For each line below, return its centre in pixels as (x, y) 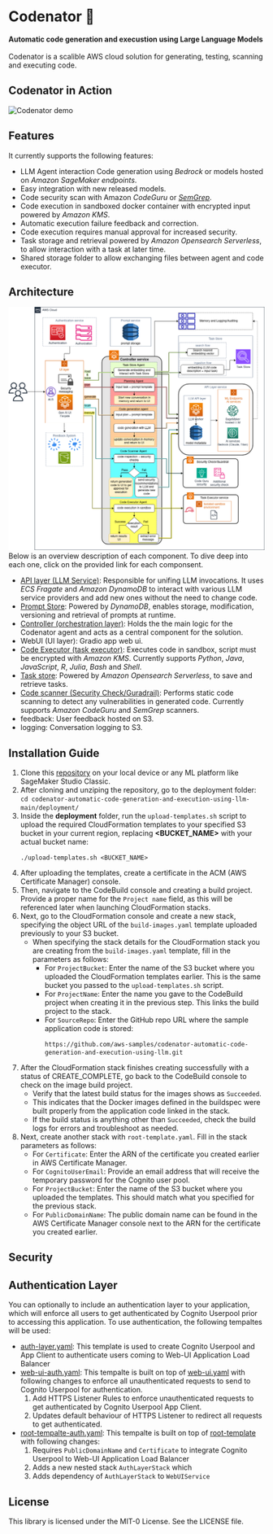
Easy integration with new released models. (93, 188)
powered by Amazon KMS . (65, 214)
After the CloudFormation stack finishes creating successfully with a (134, 1068)
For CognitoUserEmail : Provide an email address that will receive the (146, 1172)
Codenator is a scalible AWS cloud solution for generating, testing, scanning (136, 56)
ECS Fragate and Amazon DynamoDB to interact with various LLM (131, 589)
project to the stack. (78, 1012)
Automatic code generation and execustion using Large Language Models (136, 39)
